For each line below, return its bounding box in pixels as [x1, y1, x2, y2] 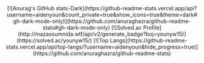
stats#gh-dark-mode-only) [42, 24, 111, 31]
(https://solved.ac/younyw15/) [16, 37, 92, 44]
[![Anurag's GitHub [7, 5, 55, 12]
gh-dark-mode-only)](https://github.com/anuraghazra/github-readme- [13, 18, 191, 25]
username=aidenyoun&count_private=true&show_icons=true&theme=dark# [6, 11, 198, 18]
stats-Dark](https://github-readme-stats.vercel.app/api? [56, 5, 197, 12]
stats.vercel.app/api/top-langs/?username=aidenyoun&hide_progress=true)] [5, 44, 199, 50]
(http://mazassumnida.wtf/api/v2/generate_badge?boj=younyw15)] [17, 30, 186, 38]
